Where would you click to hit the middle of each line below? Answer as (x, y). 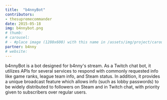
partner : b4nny (21, 47)
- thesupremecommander (29, 19)
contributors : (20, 14)
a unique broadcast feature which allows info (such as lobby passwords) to (82, 81)
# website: (16, 51)
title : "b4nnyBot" (25, 10)
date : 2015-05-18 (23, 24)
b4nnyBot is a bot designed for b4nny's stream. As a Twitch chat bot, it (78, 66)
